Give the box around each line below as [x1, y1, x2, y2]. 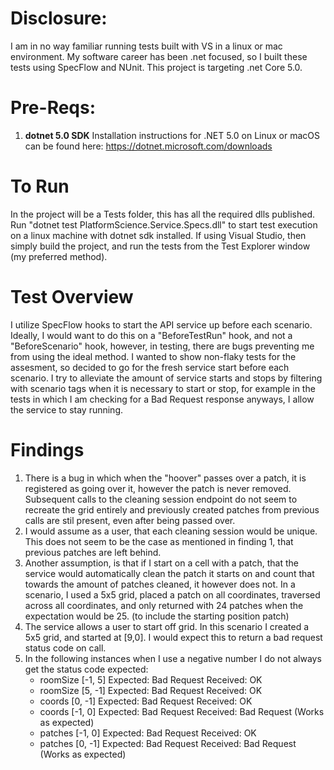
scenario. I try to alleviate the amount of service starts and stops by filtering [10, 372, 323, 384]
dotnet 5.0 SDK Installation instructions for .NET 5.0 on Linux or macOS [24, 129, 320, 141]
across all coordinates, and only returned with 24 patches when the [24, 599, 304, 611]
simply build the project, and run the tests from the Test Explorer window [10, 240, 311, 252]
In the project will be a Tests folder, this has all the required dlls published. [10, 208, 316, 220]
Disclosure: [10, 7, 108, 30]
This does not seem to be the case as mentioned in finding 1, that [24, 535, 294, 547]
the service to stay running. [10, 403, 124, 416]
